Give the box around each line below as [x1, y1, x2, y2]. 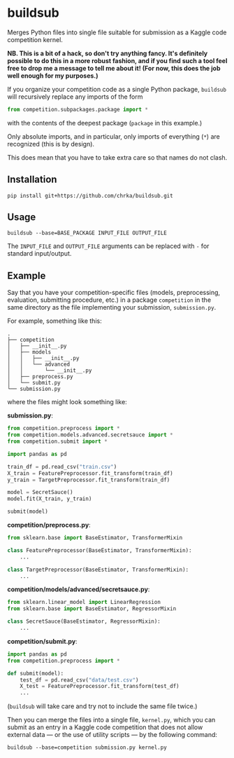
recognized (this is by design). [7, 139, 95, 148]
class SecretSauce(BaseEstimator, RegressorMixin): [7, 618, 161, 625]
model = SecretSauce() [7, 489, 73, 496]
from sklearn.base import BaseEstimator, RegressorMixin [7, 605, 177, 612]
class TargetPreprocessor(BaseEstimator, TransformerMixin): [7, 566, 189, 573]
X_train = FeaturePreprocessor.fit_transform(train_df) [7, 469, 173, 477]
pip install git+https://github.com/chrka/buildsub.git [7, 192, 173, 199]
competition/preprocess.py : [7, 521, 91, 529]
